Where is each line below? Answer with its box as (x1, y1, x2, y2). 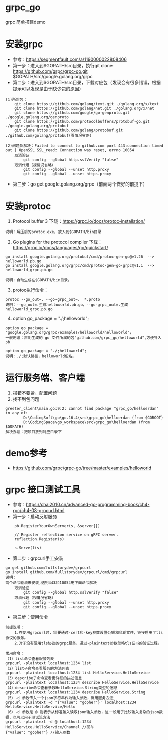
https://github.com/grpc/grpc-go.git (12, 68, 88, 74)
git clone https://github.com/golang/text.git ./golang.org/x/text (14, 101, 159, 106)
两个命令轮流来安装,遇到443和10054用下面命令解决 (5, 580, 97, 585)
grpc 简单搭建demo (5, 19, 46, 25)
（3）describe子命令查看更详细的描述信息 (5, 675, 82, 681)
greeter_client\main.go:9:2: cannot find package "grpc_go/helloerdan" (5, 406, 159, 411)
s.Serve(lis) (14, 545, 42, 550)
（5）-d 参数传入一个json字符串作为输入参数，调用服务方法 (5, 695, 114, 700)
